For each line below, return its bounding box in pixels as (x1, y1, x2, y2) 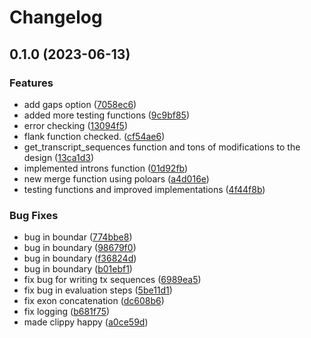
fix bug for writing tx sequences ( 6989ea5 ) (23, 274, 202, 286)
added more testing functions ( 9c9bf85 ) (23, 109, 191, 121)
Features (9, 76, 54, 90)
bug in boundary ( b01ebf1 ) (23, 263, 133, 275)
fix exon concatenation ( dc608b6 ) (23, 295, 165, 307)
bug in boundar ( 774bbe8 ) (23, 231, 133, 243)
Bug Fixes (9, 208, 59, 222)
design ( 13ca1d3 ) (23, 151, 95, 163)
